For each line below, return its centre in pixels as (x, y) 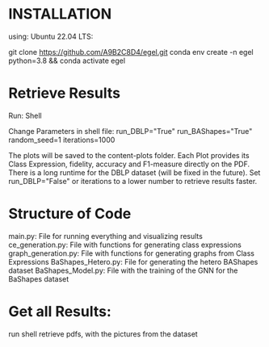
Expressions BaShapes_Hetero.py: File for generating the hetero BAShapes (133, 261)
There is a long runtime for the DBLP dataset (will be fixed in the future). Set (134, 172)
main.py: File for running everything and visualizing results (106, 236)
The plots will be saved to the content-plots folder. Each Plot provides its (129, 155)
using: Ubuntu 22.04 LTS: (51, 36)
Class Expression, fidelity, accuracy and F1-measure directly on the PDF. (129, 164)
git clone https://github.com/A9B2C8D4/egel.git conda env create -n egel (131, 52)
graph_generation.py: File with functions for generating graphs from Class (131, 253)
